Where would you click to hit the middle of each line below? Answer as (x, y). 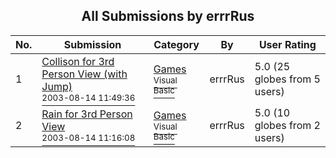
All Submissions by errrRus (168, 16)
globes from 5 (287, 79)
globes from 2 (287, 125)
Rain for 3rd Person (87, 114)
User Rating (287, 44)
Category (176, 44)
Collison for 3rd (78, 61)
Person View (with (84, 74)
